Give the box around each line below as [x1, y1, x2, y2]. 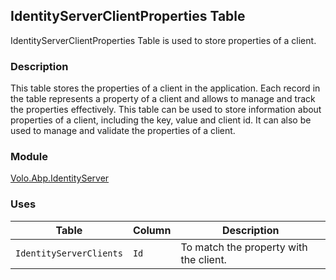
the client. [180, 252, 227, 266]
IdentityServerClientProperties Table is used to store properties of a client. [10, 34, 317, 46]
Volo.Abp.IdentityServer [10, 172, 110, 184]
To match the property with [180, 240, 308, 254]
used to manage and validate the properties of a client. [10, 125, 236, 137]
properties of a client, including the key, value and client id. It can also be [10, 114, 312, 126]
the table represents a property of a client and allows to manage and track [10, 93, 316, 105]
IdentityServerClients [15, 247, 123, 259]
